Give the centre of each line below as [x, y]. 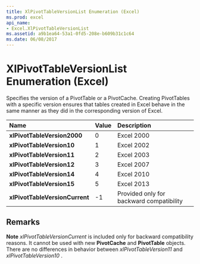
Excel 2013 [133, 184]
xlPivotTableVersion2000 [46, 135]
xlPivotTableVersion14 [42, 174]
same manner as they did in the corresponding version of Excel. [85, 110]
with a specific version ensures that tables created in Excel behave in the [96, 104]
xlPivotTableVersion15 [42, 184]
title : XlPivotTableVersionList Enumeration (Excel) [73, 12]
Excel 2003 [133, 154]
